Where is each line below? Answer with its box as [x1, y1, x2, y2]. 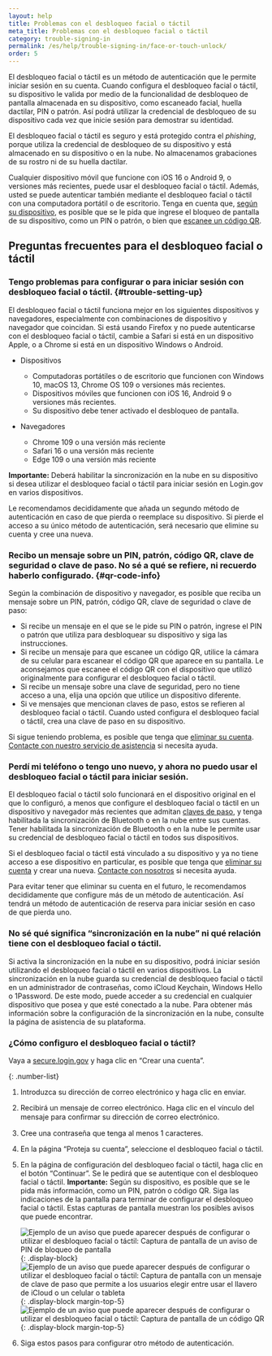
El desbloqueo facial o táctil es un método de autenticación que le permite [8, 72, 257, 81]
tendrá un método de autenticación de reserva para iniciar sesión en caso [8, 899, 256, 909]
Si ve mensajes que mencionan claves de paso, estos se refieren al [19, 698, 245, 708]
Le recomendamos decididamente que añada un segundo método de [8, 503, 240, 513]
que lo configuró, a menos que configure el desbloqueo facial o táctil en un [8, 798, 260, 808]
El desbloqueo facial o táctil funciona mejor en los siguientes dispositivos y [8, 305, 260, 315]
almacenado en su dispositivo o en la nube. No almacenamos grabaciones [8, 148, 257, 158]
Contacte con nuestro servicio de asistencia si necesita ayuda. [8, 741, 218, 750]
